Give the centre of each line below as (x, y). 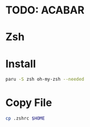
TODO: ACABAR (45, 10)
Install (21, 63)
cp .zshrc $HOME (25, 119)
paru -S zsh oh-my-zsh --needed (45, 80)
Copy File (29, 103)
